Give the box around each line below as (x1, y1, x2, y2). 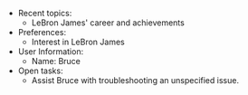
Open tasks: (17, 65, 63, 76)
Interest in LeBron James (31, 36, 125, 47)
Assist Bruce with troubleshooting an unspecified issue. (31, 75, 240, 85)
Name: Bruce (31, 56, 81, 66)
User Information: (17, 46, 84, 57)
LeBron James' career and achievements (31, 17, 186, 28)
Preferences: (17, 27, 66, 37)
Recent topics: (17, 8, 72, 18)
